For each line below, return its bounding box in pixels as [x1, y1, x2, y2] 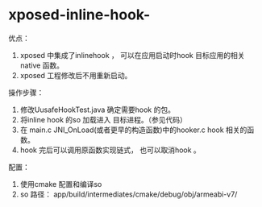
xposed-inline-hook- [8, 6, 151, 24]
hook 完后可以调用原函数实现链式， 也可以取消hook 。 [19, 145, 202, 155]
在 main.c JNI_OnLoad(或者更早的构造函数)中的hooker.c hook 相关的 [19, 125, 247, 135]
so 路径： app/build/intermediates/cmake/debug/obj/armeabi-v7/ [19, 189, 238, 199]
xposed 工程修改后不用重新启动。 [19, 70, 132, 80]
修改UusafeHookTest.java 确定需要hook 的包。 [19, 105, 176, 114]
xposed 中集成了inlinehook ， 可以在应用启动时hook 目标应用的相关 [19, 50, 245, 60]
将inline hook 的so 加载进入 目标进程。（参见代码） [19, 114, 187, 124]
